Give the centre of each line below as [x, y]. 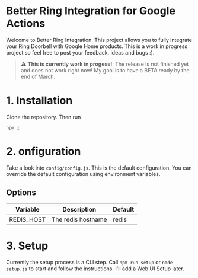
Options [21, 193]
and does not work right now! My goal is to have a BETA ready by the [105, 70]
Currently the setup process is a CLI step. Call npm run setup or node [90, 262]
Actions [26, 23]
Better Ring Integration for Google [91, 11]
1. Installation [39, 100]
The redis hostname [79, 219]
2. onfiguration [44, 151]
